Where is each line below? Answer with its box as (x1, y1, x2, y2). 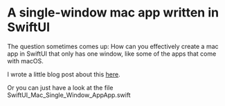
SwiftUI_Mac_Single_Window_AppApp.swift (7, 91, 131, 99)
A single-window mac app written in (7, 5, 219, 21)
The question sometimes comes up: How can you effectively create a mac (7, 42, 219, 50)
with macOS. (7, 56, 44, 65)
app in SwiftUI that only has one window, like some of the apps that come (7, 50, 217, 58)
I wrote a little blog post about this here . (7, 70, 121, 78)
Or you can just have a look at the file (7, 83, 114, 92)
